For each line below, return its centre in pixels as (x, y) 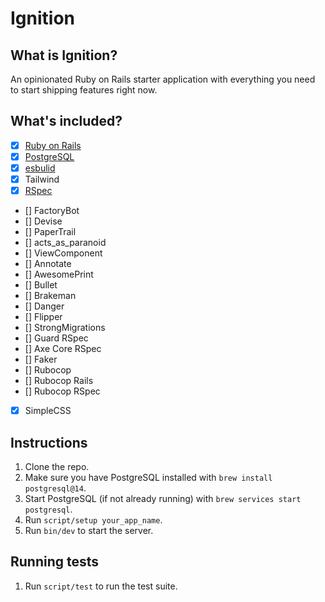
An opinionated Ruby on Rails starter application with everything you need (163, 79)
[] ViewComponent (63, 253)
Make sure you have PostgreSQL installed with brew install (148, 477)
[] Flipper (43, 317)
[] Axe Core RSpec (63, 349)
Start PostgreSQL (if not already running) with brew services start (163, 498)
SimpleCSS (48, 411)
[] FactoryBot (52, 211)
